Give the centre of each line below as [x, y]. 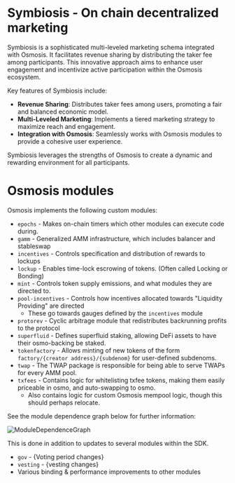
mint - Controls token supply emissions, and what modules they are [114, 283]
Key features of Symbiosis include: [57, 90]
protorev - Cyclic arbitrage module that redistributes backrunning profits [122, 320]
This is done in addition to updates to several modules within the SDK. [108, 443]
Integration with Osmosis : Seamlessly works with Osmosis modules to [120, 134]
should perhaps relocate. [64, 402]
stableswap [34, 246]
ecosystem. [24, 77]
